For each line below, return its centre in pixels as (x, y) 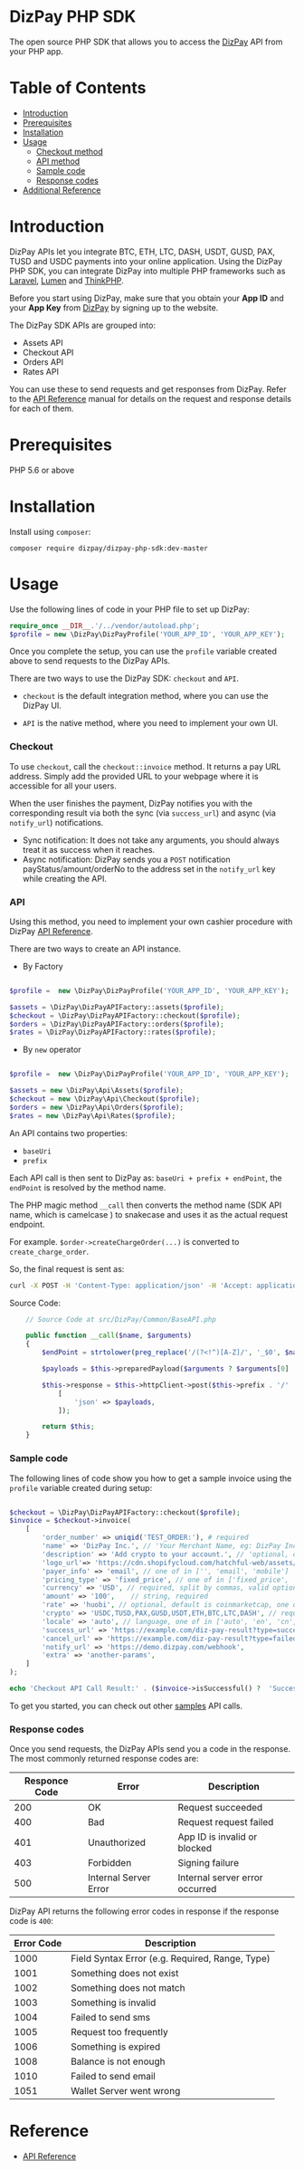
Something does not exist (125, 1974)
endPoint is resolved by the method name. (88, 1187)
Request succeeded (220, 1808)
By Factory (43, 966)
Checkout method (70, 151)
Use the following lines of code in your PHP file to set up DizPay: (130, 609)
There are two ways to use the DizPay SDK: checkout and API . (124, 679)
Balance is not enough (118, 2061)
